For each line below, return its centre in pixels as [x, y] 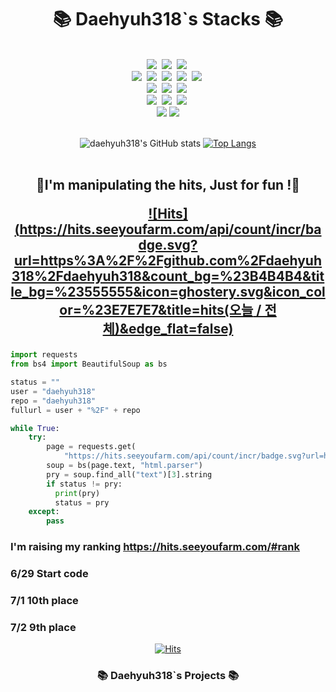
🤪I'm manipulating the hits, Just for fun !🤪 [168, 185]
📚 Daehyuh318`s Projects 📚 [168, 676]
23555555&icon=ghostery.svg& [170, 292]
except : [44, 512]
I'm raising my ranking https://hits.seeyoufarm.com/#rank [155, 547]
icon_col [298, 292]
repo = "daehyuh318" [53, 401]
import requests [44, 355]
